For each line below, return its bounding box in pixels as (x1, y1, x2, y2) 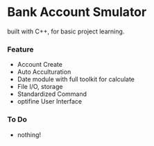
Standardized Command (17, 90, 87, 98)
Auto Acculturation (17, 67, 71, 76)
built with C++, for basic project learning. (7, 27, 125, 35)
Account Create (17, 60, 62, 69)
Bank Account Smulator (7, 4, 147, 20)
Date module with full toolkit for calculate (17, 75, 135, 83)
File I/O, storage (17, 83, 63, 91)
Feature (7, 44, 34, 54)
